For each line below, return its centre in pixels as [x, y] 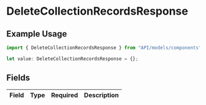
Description [101, 95]
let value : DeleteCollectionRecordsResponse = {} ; [72, 59]
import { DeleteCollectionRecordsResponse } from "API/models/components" [104, 48]
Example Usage [37, 34]
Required [65, 95]
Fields [18, 78]
